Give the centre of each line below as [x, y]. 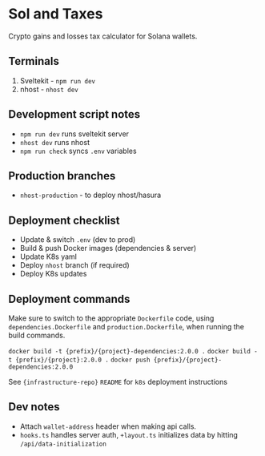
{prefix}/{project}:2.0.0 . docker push [83, 360]
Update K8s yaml [48, 256]
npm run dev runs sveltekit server [74, 134]
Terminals [34, 61]
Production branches [62, 176]
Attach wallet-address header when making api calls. [108, 426]
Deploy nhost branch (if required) [74, 265]
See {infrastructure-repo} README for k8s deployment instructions [118, 382]
